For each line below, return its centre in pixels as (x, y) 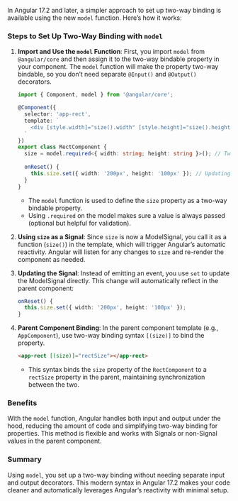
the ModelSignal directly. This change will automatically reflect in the (118, 280)
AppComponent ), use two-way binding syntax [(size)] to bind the (111, 336)
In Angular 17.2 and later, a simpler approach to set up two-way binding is (114, 10)
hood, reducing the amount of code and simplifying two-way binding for (113, 426)
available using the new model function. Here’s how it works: (95, 18)
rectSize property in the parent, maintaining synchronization (117, 377)
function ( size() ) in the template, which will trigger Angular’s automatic (121, 244)
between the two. (54, 385)
